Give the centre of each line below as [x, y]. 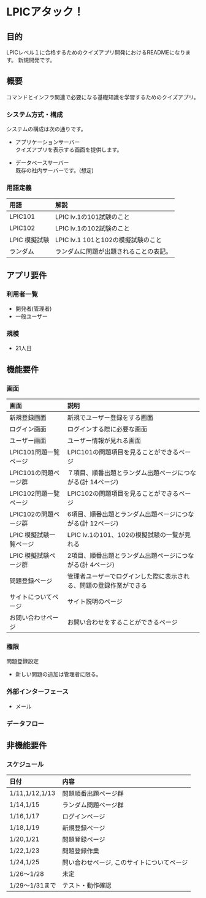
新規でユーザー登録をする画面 [110, 418]
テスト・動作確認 [87, 886]
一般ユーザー [31, 316]
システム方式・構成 [35, 115]
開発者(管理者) [33, 309]
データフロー [25, 723]
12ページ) [104, 523]
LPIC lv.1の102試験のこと [92, 229]
